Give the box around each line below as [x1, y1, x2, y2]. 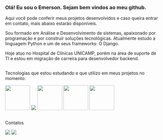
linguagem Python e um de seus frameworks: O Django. [5, 41, 119, 47]
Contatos [5, 120, 24, 126]
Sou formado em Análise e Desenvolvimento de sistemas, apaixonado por [5, 30, 156, 36]
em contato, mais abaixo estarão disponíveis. [5, 20, 98, 26]
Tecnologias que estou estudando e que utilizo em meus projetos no [5, 70, 145, 76]
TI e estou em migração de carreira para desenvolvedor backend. [5, 56, 139, 62]
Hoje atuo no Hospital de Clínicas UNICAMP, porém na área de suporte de [5, 50, 157, 56]
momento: [5, 75, 26, 81]
